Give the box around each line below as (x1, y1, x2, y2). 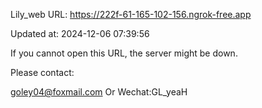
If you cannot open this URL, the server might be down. (10, 47, 238, 59)
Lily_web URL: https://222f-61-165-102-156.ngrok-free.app (10, 9, 252, 20)
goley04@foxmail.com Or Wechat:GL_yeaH (10, 86, 188, 98)
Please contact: (10, 67, 75, 78)
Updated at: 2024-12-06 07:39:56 (10, 28, 150, 39)
